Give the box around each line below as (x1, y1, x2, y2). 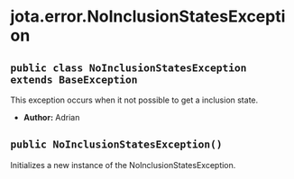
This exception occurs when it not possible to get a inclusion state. (10, 94, 259, 105)
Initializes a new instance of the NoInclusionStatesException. (10, 159, 236, 170)
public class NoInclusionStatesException (10, 61, 247, 74)
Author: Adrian (23, 112, 80, 122)
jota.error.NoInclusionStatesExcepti (10, 6, 286, 27)
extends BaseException (10, 73, 138, 86)
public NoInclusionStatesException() (10, 138, 223, 151)
